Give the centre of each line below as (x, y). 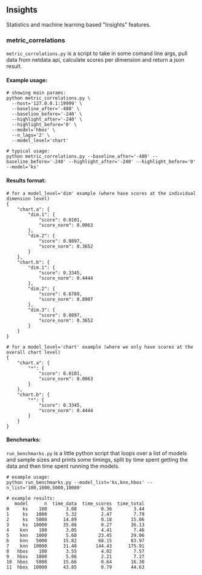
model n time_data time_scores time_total (80, 504)
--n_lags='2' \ (31, 136)
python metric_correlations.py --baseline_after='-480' (78, 157)
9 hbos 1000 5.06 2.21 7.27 (76, 556)
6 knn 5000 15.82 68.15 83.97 (76, 540)
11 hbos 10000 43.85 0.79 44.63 (76, 567)
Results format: (26, 180)
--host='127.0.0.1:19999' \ (47, 103)
